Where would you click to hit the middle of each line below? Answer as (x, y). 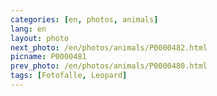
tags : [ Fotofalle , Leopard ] (69, 76)
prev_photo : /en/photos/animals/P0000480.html (109, 66)
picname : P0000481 (48, 57)
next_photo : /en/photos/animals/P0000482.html (109, 47)
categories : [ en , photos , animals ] (84, 19)
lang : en (28, 29)
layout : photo (40, 38)
